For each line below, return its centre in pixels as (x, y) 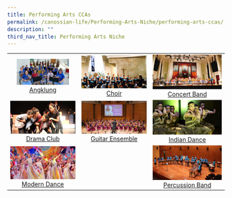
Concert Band (187, 94)
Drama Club (43, 138)
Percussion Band (187, 185)
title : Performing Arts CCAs (49, 15)
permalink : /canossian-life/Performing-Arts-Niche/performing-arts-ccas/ (116, 22)
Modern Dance (43, 184)
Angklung (43, 90)
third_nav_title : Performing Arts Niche (66, 37)
